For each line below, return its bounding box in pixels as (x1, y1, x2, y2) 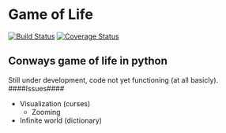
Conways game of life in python (8, 54, 168, 68)
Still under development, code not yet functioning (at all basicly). (8, 75, 219, 84)
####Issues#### (8, 83, 65, 93)
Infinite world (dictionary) (19, 116, 103, 125)
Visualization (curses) (19, 98, 91, 108)
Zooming (31, 107, 61, 116)
